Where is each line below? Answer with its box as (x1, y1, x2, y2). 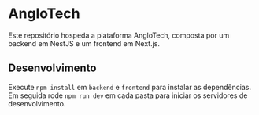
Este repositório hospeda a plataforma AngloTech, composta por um (8, 31, 230, 40)
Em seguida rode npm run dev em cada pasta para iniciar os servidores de (8, 91, 248, 100)
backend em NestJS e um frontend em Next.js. (8, 38, 160, 48)
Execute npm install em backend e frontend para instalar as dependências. (8, 82, 252, 92)
